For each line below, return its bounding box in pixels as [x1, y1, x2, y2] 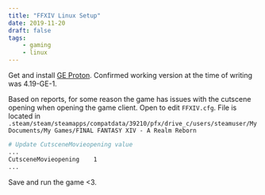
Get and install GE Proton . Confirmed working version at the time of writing [8, 71, 252, 80]
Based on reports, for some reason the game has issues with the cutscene [8, 95, 252, 103]
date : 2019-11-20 [8, 19, 66, 27]
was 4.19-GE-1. [8, 79, 57, 88]
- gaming [22, 41, 52, 49]
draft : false [8, 26, 52, 34]
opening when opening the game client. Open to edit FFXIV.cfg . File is [8, 103, 237, 112]
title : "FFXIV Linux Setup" [8, 11, 102, 20]
